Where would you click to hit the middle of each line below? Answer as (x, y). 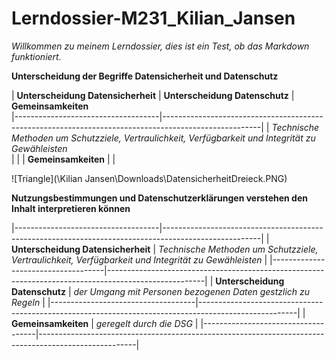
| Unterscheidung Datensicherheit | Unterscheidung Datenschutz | (153, 95)
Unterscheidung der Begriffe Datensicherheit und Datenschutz (145, 76)
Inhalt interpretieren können (71, 208)
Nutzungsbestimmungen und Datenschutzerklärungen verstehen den (159, 198)
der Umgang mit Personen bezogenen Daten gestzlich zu (192, 291)
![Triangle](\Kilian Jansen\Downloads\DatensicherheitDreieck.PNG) (149, 178)
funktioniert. (36, 56)
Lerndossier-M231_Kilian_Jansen (153, 18)
